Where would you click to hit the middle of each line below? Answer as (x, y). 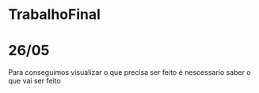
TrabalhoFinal (55, 15)
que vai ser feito (34, 81)
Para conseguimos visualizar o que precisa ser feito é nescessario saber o (129, 73)
